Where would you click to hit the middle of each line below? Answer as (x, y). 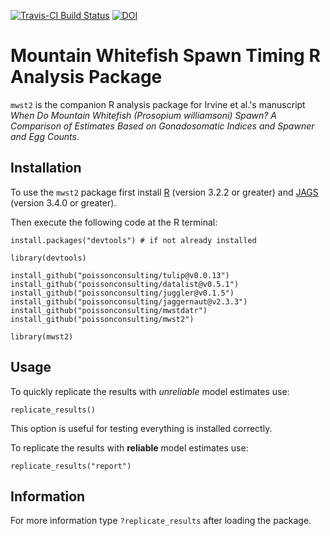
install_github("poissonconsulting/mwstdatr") (109, 310)
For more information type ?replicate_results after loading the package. (161, 521)
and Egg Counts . (45, 136)
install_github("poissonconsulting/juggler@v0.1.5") (122, 293)
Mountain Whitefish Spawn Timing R (165, 56)
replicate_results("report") (71, 466)
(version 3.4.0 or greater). (63, 202)
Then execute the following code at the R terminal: (114, 222)
